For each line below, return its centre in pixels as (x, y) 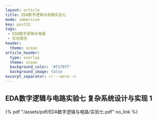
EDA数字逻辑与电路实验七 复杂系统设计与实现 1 (79, 98)
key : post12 (18, 24)
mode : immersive (22, 19)
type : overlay (25, 57)
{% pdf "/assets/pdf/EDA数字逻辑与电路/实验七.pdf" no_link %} (72, 112)
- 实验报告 (18, 39)
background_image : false (36, 72)
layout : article (22, 10)
